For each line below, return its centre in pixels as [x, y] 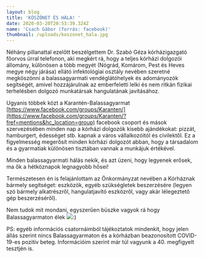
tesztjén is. [20, 249]
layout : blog [23, 12]
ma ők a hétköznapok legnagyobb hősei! [58, 167]
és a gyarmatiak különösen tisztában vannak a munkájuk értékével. [91, 149]
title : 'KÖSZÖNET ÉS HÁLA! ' [43, 18]
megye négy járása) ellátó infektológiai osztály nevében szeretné [88, 72]
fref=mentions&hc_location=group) [51, 122]
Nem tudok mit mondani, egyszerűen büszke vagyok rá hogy [83, 210]
